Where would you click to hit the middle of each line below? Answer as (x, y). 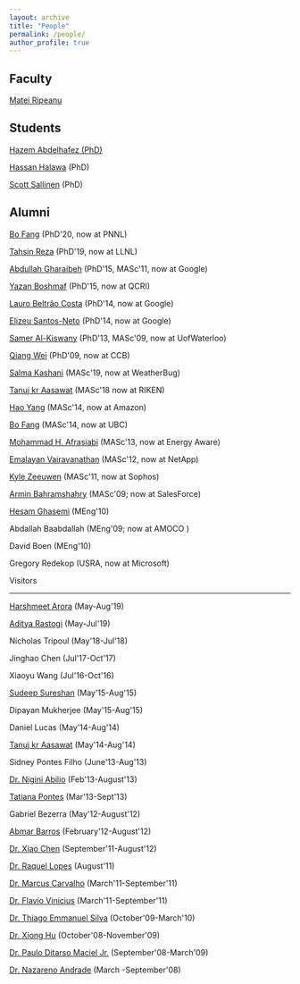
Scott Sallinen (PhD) (46, 184)
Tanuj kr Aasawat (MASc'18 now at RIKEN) (87, 390)
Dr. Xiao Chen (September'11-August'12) (83, 848)
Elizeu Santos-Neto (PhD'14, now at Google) (90, 320)
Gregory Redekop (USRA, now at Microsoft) (89, 563)
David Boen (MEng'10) (50, 545)
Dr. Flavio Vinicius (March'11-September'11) (88, 900)
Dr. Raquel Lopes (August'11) (62, 866)
